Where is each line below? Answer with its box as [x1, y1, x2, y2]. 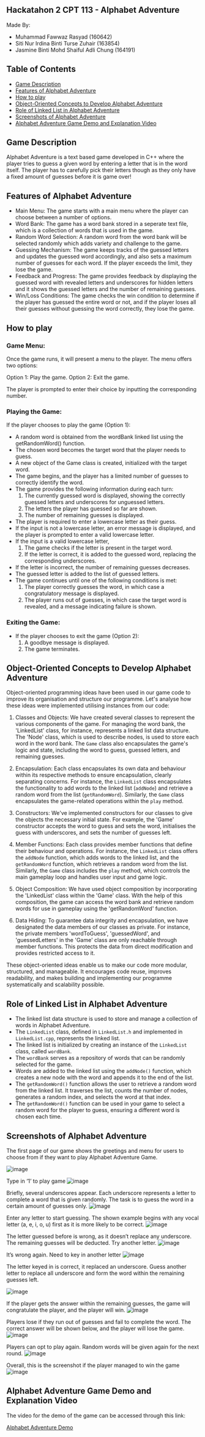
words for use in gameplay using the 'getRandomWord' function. [15, 905, 178, 913]
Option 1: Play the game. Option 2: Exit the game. [6, 373, 130, 381]
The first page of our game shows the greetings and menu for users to [6, 1147, 184, 1154]
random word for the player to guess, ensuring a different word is [15, 1107, 180, 1114]
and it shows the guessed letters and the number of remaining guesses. [15, 286, 197, 293]
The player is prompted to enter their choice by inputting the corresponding [6, 385, 197, 392]
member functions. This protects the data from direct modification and [15, 943, 193, 951]
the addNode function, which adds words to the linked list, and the [15, 854, 179, 862]
